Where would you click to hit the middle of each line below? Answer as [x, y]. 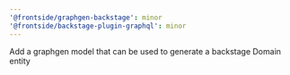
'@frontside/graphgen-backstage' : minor [86, 17]
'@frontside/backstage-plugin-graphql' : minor [98, 26]
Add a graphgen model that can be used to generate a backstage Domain [145, 51]
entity [20, 61]
